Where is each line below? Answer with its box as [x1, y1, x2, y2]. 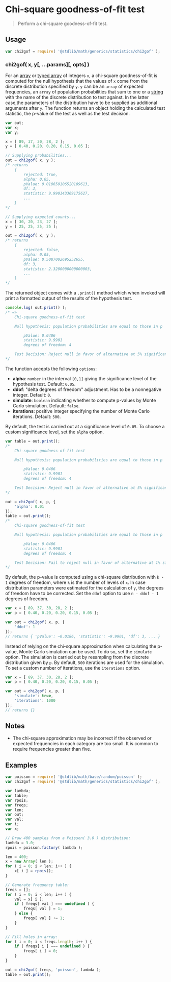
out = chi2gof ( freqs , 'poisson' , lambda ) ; [5, 967, 101, 972]
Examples [5, 760, 37, 769]
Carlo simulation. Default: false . [12, 402, 80, 409]
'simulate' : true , [14, 693, 53, 699]
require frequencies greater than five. [12, 746, 92, 752]
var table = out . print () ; [5, 438, 60, 444]
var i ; [5, 822, 19, 827]
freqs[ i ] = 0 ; [23, 948, 58, 954]
